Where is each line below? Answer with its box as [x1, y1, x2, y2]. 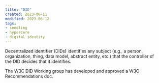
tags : [5, 21, 16, 26]
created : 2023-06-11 [5, 12, 48, 17]
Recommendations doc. [5, 73, 53, 79]
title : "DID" [5, 7, 32, 12]
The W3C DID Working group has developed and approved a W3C [5, 68, 139, 74]
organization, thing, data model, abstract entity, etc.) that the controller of [5, 53, 154, 59]
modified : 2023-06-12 [5, 16, 50, 21]
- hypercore [5, 30, 30, 35]
